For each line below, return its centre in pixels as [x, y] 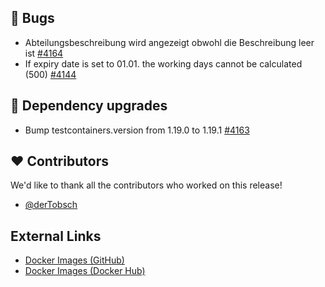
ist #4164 [44, 53]
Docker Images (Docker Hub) [85, 271]
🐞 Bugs [32, 18]
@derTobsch [51, 205]
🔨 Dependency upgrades [89, 106]
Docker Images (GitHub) [74, 260]
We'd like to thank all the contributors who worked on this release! [146, 185]
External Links [56, 236]
